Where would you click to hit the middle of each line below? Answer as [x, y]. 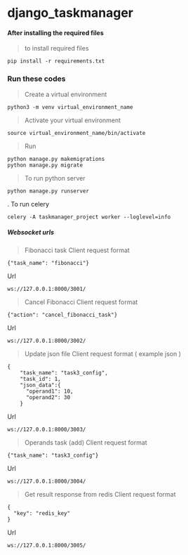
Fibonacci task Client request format [77, 250]
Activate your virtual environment [73, 120]
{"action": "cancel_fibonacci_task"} [62, 315]
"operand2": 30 [48, 397]
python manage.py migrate [45, 165]
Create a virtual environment [66, 94]
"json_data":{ [40, 385]
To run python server [55, 178]
